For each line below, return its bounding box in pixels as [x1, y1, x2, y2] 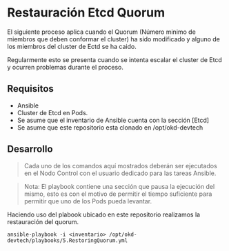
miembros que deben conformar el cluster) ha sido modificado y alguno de [7, 34, 221, 43]
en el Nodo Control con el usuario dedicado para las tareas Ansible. [23, 169, 217, 177]
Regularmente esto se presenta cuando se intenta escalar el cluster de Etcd [7, 55, 222, 63]
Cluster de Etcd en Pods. [17, 108, 88, 117]
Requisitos [7, 83, 54, 94]
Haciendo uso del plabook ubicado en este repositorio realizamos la [7, 210, 201, 219]
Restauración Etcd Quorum [7, 5, 166, 21]
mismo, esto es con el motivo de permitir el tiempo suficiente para [23, 190, 212, 198]
